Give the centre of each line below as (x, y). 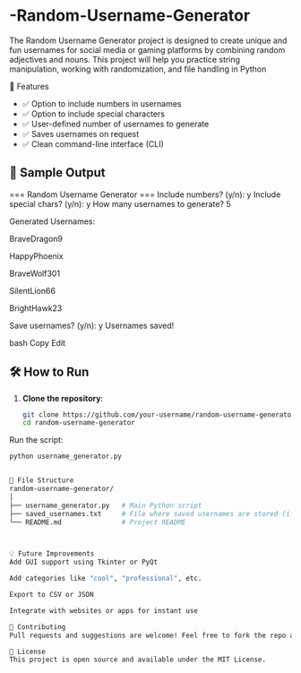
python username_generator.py (66, 457)
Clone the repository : (63, 398)
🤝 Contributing (38, 627)
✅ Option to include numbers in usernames (102, 103)
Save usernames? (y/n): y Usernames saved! (92, 325)
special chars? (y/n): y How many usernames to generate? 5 (120, 203)
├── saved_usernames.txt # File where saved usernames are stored (144, 513)
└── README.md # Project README (98, 522)
